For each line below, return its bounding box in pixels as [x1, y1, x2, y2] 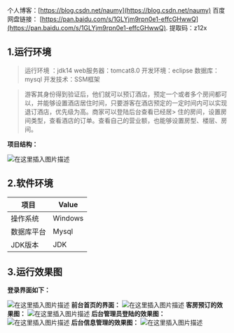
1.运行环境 [7, 46, 52, 58]
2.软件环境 [7, 178, 54, 190]
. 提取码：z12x [165, 24, 207, 32]
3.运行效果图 [7, 266, 63, 278]
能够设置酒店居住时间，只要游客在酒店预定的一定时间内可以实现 [43, 98, 228, 107]
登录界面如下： [7, 286, 50, 294]
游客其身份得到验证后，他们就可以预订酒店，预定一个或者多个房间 [24, 90, 215, 98]
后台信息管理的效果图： [71, 318, 139, 327]
